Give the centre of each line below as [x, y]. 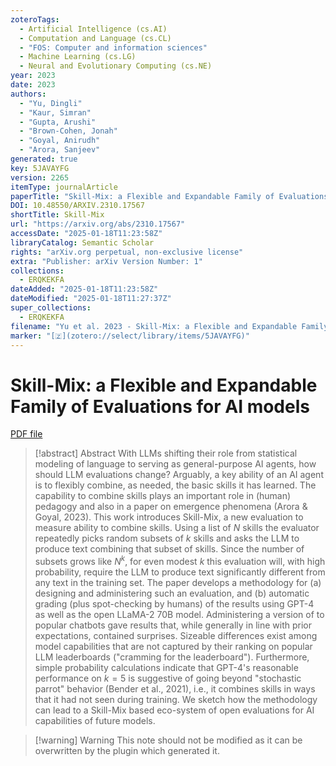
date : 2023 [33, 85]
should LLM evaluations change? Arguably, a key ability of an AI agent [179, 475]
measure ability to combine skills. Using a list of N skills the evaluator [177, 528]
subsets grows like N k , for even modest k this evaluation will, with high [180, 560]
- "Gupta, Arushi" [58, 122]
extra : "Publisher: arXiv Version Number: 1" [106, 261]
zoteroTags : [35, 19]
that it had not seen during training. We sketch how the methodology [176, 699]
